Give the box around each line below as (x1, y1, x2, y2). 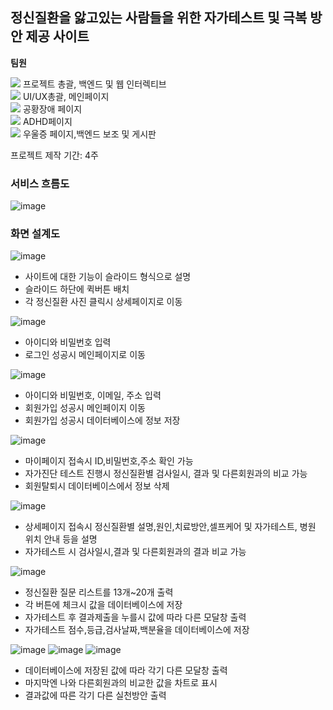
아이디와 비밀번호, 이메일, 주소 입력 (24, 389, 162, 402)
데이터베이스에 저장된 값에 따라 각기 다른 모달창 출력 (24, 664, 228, 677)
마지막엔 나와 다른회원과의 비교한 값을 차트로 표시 (24, 677, 218, 689)
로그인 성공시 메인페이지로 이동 (24, 349, 146, 361)
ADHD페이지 (22, 115, 73, 127)
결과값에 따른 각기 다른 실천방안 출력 (24, 689, 167, 702)
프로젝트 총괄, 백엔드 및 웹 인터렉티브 (22, 78, 167, 90)
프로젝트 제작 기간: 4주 (10, 149, 99, 161)
